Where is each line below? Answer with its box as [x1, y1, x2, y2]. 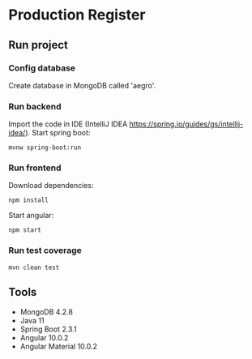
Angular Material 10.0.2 [19, 341, 98, 351]
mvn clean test [8, 263, 60, 271]
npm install [8, 196, 49, 204]
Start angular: [8, 211, 54, 220]
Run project [8, 38, 69, 52]
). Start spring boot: [25, 128, 91, 138]
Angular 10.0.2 [19, 332, 69, 342]
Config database [8, 62, 75, 74]
